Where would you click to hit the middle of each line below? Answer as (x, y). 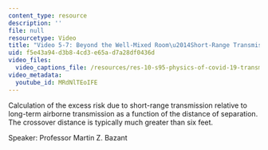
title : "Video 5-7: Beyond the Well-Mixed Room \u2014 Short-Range (119, 45)
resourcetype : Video (43, 38)
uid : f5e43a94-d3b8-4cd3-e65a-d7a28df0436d (82, 53)
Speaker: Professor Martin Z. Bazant (68, 137)
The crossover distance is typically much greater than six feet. (111, 122)
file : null (26, 30)
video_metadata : (35, 75)
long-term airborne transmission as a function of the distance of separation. (133, 113)
